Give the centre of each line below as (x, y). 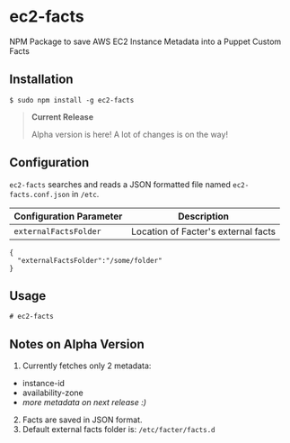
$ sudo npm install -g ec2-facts (72, 100)
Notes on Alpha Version (77, 344)
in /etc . (85, 194)
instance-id (44, 384)
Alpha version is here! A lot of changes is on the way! (130, 134)
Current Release (62, 117)
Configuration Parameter (68, 216)
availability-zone (53, 393)
